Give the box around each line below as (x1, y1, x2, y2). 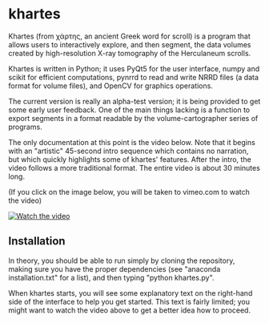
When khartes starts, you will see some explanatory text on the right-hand (8, 288, 253, 297)
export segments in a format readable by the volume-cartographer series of (8, 113, 259, 123)
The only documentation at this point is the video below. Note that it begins (8, 137, 256, 147)
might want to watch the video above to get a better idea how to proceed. (8, 305, 251, 315)
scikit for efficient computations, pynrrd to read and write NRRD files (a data (8, 72, 259, 82)
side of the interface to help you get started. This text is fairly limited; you (8, 297, 251, 306)
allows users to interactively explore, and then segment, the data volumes (8, 39, 251, 49)
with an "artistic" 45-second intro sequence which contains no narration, (8, 146, 249, 155)
